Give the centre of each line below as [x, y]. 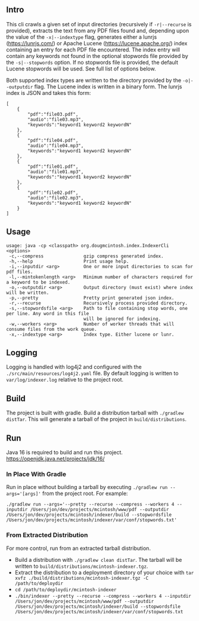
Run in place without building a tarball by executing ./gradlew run [87, 487]
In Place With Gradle [36, 474]
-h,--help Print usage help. [69, 261]
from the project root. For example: [85, 494]
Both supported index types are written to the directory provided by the [94, 80]
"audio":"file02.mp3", [56, 198]
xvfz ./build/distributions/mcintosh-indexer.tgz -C [82, 578]
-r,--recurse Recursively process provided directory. [98, 303]
